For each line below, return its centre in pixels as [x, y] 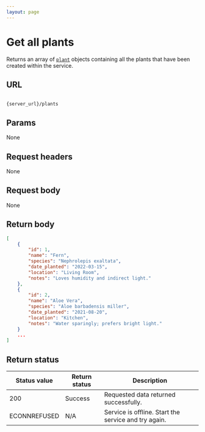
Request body [34, 191]
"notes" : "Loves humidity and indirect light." [90, 278]
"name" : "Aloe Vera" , [56, 301]
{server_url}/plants [33, 104]
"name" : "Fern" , [49, 256]
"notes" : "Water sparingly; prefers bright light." [95, 323]
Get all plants [40, 42]
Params [21, 123]
